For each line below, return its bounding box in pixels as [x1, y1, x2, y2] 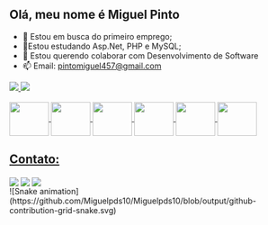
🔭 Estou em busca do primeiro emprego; [22, 31, 173, 41]
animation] [39, 185, 79, 196]
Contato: [9, 152, 60, 167]
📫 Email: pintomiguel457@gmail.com [22, 60, 162, 71]
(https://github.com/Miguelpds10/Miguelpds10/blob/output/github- [9, 195, 256, 206]
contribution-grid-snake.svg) [9, 204, 117, 215]
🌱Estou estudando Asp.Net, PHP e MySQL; [22, 40, 182, 51]
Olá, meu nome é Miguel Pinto [9, 7, 180, 22]
